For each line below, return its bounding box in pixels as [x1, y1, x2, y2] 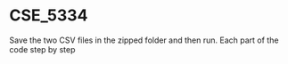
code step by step [9, 44, 76, 54]
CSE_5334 [9, 5, 88, 26]
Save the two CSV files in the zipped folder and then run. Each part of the [9, 35, 279, 45]
